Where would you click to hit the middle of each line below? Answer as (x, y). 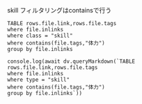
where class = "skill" (40, 36)
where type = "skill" (39, 80)
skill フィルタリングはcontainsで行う (60, 10)
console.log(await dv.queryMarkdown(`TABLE (71, 61)
